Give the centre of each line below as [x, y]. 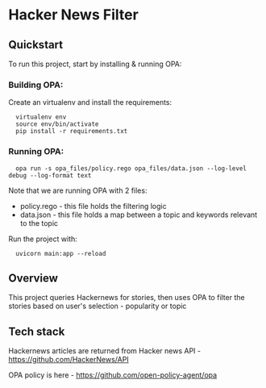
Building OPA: [36, 85]
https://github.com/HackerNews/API [69, 360]
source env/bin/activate [57, 124]
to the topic [39, 223]
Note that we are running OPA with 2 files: [78, 190]
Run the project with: [43, 239]
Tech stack [37, 331]
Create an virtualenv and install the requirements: [90, 102]
